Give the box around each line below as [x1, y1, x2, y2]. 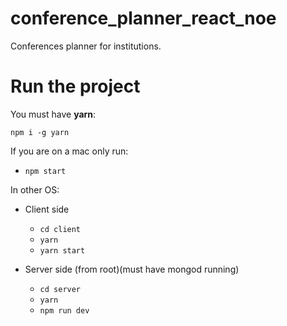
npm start [24, 166, 67, 176]
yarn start [39, 245, 86, 256]
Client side [24, 203, 70, 215]
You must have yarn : [10, 108, 97, 120]
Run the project [10, 75, 141, 98]
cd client [39, 224, 82, 234]
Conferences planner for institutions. [10, 40, 162, 52]
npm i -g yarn [10, 127, 70, 137]
